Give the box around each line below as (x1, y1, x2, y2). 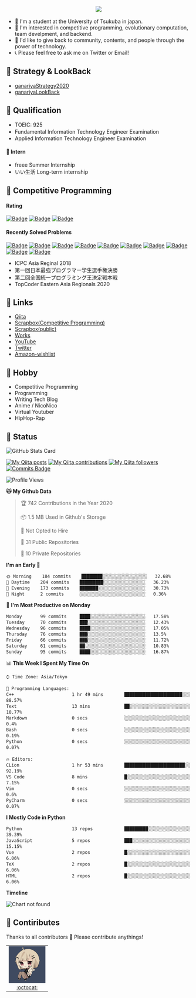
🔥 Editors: (6, 757, 33, 762)
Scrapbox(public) (14, 326, 57, 333)
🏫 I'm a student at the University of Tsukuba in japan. (14, 18, 143, 25)
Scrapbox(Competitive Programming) (14, 319, 106, 326)
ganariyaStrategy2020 (14, 82, 69, 89)
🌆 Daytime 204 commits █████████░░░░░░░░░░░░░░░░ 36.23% (6, 579, 169, 585)
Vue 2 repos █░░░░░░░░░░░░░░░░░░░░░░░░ (6, 850, 191, 856)
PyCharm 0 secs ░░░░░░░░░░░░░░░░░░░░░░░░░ (6, 798, 191, 804)
